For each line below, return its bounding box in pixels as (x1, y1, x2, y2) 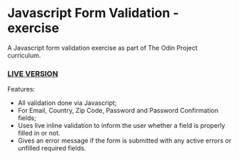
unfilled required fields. (17, 144, 86, 153)
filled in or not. (17, 129, 61, 138)
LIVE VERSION (7, 69, 59, 79)
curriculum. (7, 51, 41, 60)
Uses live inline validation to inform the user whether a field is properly (17, 121, 225, 130)
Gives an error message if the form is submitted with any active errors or (17, 136, 232, 145)
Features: (7, 85, 36, 94)
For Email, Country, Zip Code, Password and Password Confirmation (17, 106, 219, 115)
